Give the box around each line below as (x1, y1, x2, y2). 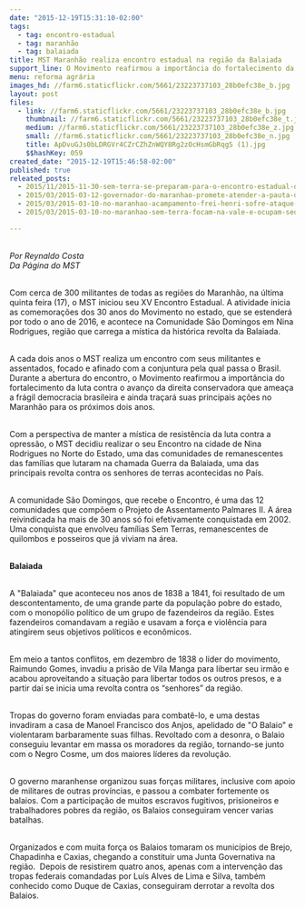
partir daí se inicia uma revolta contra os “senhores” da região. (9, 683, 243, 693)
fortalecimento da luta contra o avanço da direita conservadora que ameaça (9, 382, 294, 393)
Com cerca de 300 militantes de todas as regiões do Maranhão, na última (9, 287, 284, 298)
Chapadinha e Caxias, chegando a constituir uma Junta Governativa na (9, 851, 276, 862)
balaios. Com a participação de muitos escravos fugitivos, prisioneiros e (9, 794, 280, 805)
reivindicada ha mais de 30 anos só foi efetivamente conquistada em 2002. (9, 514, 291, 524)
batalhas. (9, 814, 44, 825)
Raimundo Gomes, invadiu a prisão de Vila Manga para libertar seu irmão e (9, 663, 290, 674)
